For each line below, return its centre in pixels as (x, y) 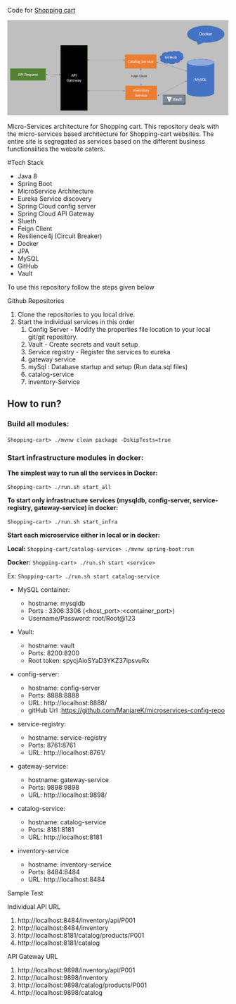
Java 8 (27, 176)
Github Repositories (36, 301)
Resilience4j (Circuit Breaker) (60, 236)
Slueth (27, 221)
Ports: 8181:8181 (51, 830)
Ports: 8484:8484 (54, 872)
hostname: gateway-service (68, 780)
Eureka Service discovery (54, 199)
